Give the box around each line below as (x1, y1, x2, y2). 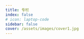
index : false (5, 12, 33, 17)
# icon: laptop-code (5, 17, 50, 22)
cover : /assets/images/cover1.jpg (5, 26, 79, 31)
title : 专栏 (5, 7, 29, 13)
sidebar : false (5, 21, 38, 27)
